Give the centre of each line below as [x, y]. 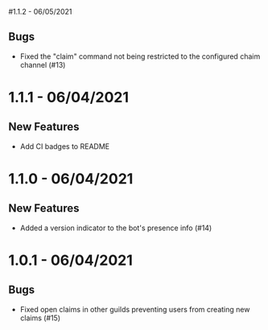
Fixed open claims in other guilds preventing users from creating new [135, 309]
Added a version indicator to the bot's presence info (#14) [116, 228]
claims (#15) [40, 318]
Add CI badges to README [65, 146]
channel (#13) [43, 64]
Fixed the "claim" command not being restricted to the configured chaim [140, 56]
